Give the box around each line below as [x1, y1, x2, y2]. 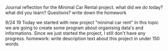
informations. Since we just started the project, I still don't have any [5, 30, 146, 36]
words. [5, 41, 20, 47]
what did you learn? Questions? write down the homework [5, 10, 127, 16]
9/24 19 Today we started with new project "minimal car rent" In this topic [5, 20, 159, 25]
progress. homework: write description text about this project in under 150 [5, 35, 160, 41]
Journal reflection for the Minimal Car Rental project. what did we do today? [5, 5, 163, 10]
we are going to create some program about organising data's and [5, 25, 143, 31]
